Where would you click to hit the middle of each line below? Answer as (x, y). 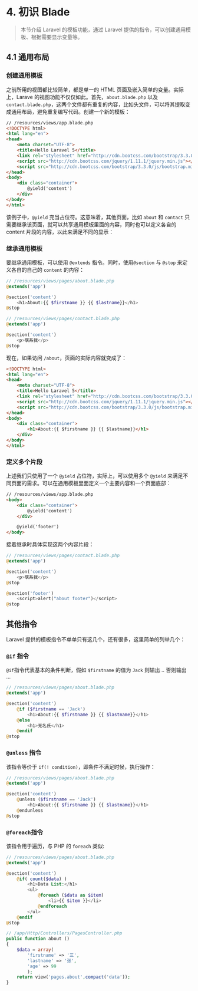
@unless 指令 (24, 753)
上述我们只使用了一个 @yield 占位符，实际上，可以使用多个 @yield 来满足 (95, 476)
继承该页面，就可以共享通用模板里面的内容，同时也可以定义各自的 (96, 224)
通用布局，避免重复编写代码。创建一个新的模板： (70, 111)
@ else (24, 720)
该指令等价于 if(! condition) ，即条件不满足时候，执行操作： (81, 766)
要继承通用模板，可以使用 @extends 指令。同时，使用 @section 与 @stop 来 (94, 262)
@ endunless (30, 810)
